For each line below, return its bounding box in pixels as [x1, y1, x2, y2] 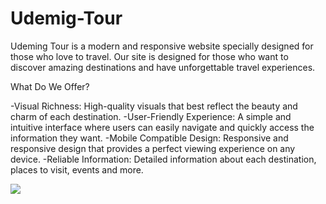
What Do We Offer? [10, 80, 90, 92]
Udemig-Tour [10, 7, 123, 30]
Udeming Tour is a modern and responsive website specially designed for [10, 40, 314, 52]
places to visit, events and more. [10, 163, 144, 176]
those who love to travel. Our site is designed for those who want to [10, 50, 289, 62]
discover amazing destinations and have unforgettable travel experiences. [10, 61, 316, 73]
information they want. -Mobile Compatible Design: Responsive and [10, 132, 289, 144]
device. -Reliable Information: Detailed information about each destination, [10, 153, 317, 165]
